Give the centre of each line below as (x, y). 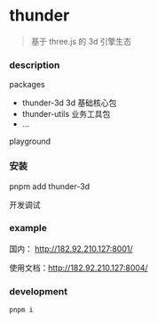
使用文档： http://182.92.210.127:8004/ (78, 268)
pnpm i (21, 310)
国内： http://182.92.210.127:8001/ (71, 248)
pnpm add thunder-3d (50, 186)
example (28, 228)
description (35, 65)
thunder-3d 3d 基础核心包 (69, 103)
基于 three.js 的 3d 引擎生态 (81, 41)
